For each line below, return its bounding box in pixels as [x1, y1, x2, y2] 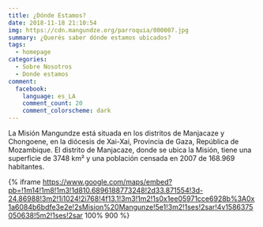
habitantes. [8, 162, 45, 171]
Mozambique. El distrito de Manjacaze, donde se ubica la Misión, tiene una [8, 145, 252, 154]
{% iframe [8, 177, 41, 186]
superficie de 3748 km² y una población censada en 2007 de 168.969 [8, 154, 235, 162]
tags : [8, 41, 26, 49]
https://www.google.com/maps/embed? [42, 177, 172, 186]
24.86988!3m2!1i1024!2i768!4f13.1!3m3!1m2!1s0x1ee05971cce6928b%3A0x [8, 194, 255, 203]
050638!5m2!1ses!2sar [8, 210, 83, 220]
